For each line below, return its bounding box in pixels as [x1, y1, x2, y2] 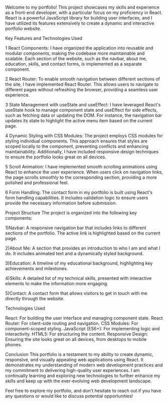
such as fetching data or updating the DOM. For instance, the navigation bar [5, 112, 162, 118]
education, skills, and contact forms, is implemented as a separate [5, 61, 142, 67]
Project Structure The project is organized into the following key [5, 210, 137, 216]
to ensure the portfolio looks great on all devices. [5, 154, 106, 160]
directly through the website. [5, 296, 65, 301]
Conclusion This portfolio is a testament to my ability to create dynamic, [5, 351, 153, 357]
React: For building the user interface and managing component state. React [5, 315, 163, 321]
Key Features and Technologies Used [5, 35, 83, 41]
